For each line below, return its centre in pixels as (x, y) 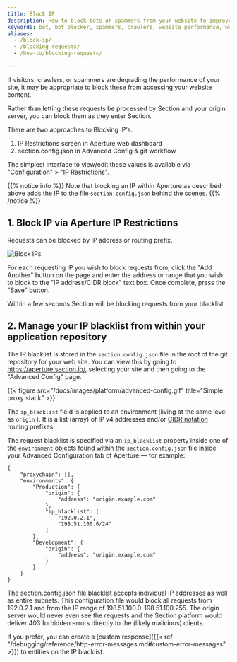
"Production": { (56, 487)
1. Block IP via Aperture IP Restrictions (93, 223)
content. (19, 94)
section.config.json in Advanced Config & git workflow (97, 151)
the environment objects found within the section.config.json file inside (112, 448)
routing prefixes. (31, 426)
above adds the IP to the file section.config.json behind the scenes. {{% (114, 193)
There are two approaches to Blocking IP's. (70, 129)
